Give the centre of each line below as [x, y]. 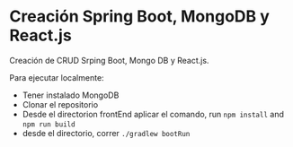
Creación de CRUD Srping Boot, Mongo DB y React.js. [109, 60]
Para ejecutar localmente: [57, 77]
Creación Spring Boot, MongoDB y [139, 17]
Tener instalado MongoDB [71, 95]
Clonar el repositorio [60, 104]
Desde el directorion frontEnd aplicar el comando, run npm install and [153, 114]
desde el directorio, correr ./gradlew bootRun [106, 133]
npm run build [49, 124]
